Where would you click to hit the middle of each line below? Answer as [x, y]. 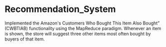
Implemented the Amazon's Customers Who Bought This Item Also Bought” [82, 23]
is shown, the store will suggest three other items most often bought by [78, 33]
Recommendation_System [60, 9]
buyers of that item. [25, 39]
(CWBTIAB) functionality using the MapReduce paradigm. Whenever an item [83, 28]
